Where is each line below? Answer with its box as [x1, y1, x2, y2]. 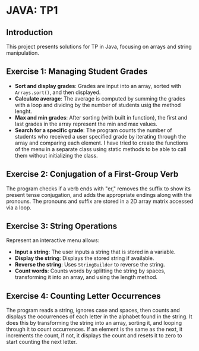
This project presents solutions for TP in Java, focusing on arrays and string [6, 43, 192, 50]
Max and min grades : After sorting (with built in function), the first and [14, 114, 188, 121]
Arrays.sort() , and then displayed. [14, 89, 101, 96]
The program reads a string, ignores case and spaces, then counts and [6, 307, 180, 314]
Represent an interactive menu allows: [6, 237, 100, 244]
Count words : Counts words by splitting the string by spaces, [14, 267, 166, 274]
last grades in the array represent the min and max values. [14, 120, 157, 127]
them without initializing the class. [14, 152, 98, 159]
